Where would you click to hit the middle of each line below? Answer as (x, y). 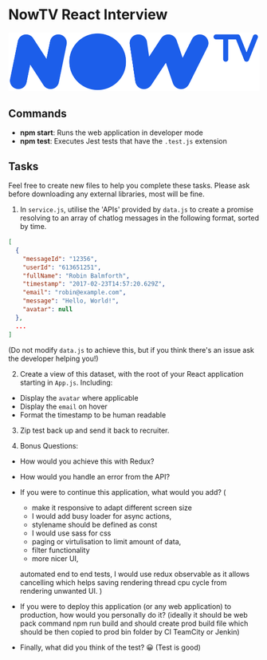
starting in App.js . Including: (66, 382)
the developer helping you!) (53, 358)
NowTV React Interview (88, 15)
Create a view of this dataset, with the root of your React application (132, 373)
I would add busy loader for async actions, (102, 516)
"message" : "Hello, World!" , (71, 301)
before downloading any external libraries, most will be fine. (106, 194)
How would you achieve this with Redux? (87, 461)
